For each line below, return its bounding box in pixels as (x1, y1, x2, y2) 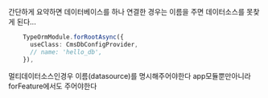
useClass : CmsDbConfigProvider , (29, 40, 138, 48)
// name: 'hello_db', (29, 47, 103, 56)
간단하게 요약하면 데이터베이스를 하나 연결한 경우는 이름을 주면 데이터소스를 (8, 7, 245, 16)
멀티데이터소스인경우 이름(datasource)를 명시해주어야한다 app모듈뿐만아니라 (8, 71, 251, 80)
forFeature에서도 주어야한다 (8, 81, 97, 91)
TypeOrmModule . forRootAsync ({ (23, 33, 125, 41)
